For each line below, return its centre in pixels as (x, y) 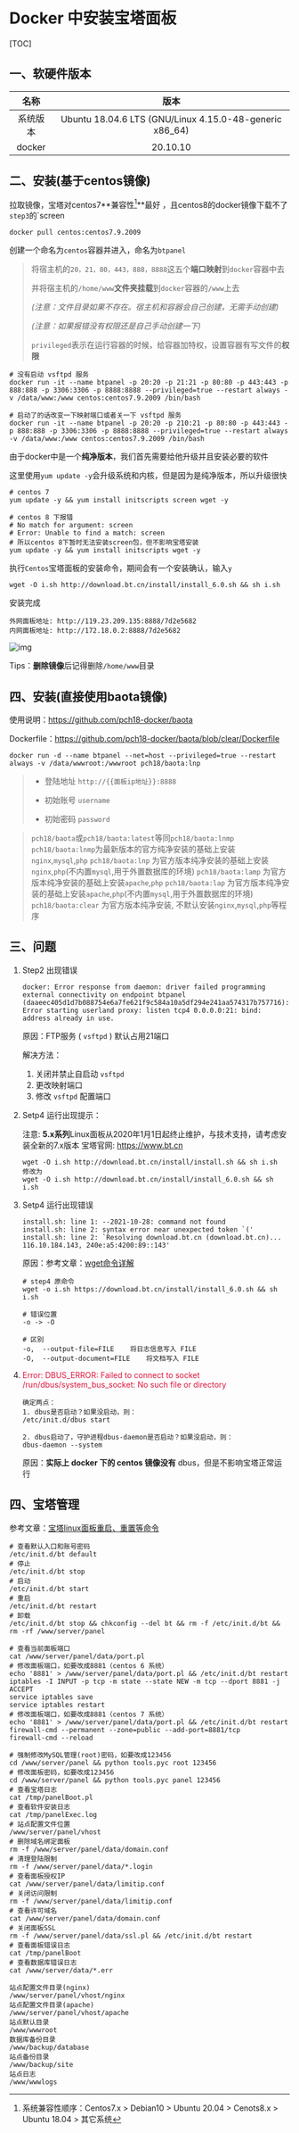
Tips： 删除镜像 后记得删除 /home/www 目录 (82, 666)
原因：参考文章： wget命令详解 (78, 1263)
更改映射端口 (59, 1084)
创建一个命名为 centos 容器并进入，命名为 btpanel (98, 250)
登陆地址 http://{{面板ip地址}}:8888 (110, 781)
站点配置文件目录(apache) (52, 2004)
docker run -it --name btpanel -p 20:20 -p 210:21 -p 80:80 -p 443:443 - (149, 423)
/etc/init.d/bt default (53, 1554)
